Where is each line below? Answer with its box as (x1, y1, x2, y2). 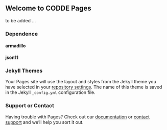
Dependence (5, 30, 38, 37)
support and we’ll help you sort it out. (5, 119, 84, 125)
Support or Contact (5, 102, 55, 109)
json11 (5, 54, 19, 60)
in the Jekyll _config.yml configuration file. (5, 89, 96, 95)
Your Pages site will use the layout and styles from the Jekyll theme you (5, 79, 157, 85)
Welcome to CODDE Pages (5, 4, 92, 13)
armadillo (5, 43, 26, 49)
